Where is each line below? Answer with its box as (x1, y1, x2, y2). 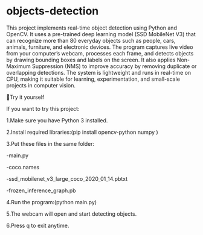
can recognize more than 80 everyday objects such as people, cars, (6, 37, 176, 44)
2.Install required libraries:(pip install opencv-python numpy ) (6, 128, 158, 136)
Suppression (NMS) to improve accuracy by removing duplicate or (32, 62, 197, 70)
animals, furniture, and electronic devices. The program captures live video (6, 43, 193, 51)
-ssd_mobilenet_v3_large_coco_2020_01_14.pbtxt (6, 175, 128, 182)
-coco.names (6, 163, 40, 171)
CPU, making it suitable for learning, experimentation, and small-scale (6, 75, 180, 83)
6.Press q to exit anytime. (6, 222, 69, 229)
